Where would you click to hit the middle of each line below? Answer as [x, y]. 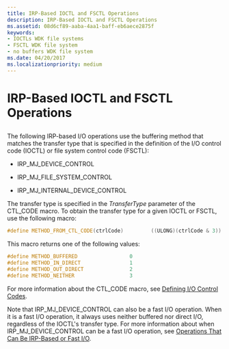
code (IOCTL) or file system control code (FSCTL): [78, 151]
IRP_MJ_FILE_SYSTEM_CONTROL [65, 177]
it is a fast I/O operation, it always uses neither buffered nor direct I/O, [105, 316]
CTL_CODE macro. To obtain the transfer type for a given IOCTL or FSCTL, [112, 211]
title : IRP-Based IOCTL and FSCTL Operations [73, 13]
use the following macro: [42, 218]
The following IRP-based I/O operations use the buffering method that [105, 136]
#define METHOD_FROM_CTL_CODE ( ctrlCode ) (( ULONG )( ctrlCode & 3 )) [114, 231]
